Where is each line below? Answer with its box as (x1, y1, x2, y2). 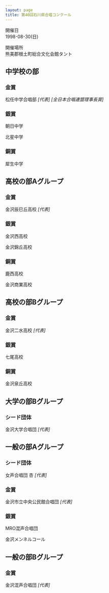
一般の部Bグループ (5, 553, 63, 561)
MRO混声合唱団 (5, 525, 38, 531)
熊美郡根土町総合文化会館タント (5, 51, 72, 57)
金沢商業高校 (5, 281, 32, 288)
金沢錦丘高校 (5, 244, 32, 250)
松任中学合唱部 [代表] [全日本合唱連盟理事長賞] (5, 96, 104, 103)
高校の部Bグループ (5, 298, 63, 306)
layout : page (5, 7, 33, 13)
